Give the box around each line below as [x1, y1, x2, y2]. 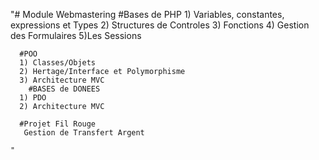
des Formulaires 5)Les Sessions [10, 30, 142, 41]
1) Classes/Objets [19, 58, 97, 68]
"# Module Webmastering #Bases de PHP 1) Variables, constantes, [10, 9, 285, 20]
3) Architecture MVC [19, 75, 105, 85]
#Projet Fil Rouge [19, 119, 97, 129]
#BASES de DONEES [28, 84, 101, 94]
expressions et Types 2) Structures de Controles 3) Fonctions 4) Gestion [10, 19, 310, 31]
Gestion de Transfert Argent [23, 128, 145, 138]
